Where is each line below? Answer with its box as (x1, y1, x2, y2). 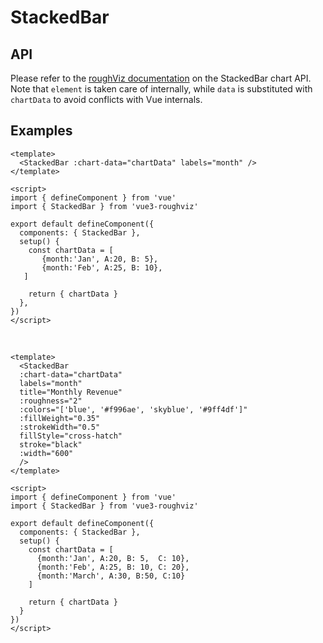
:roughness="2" (19, 396, 83, 406)
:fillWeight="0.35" (19, 413, 101, 423)
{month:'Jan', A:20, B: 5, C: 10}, (36, 553, 190, 563)
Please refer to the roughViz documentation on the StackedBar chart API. (10, 72, 312, 84)
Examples (10, 122, 73, 140)
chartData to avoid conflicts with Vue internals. (10, 94, 203, 105)
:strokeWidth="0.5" (19, 422, 101, 432)
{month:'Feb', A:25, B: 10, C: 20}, (36, 562, 190, 572)
